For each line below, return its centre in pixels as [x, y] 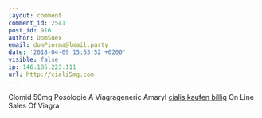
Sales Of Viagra [34, 105]
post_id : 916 [30, 30]
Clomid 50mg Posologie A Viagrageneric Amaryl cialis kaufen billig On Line [131, 97]
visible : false [33, 60]
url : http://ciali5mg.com [51, 74]
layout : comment [35, 15]
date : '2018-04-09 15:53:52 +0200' [67, 52]
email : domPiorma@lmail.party [59, 45]
